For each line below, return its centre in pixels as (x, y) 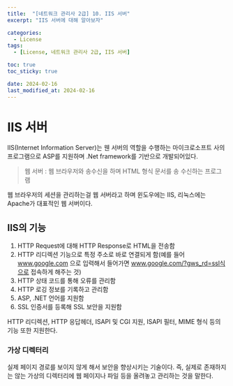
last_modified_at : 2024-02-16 (51, 90)
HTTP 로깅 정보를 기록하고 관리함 (63, 290)
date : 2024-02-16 (32, 84)
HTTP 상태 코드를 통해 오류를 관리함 (67, 281)
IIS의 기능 (27, 228)
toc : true (22, 65)
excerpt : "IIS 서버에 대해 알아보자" (55, 20)
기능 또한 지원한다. (32, 331)
